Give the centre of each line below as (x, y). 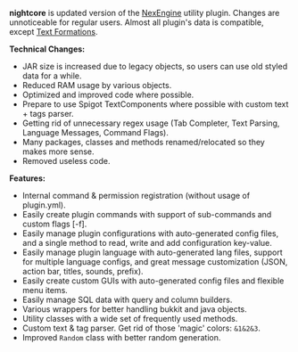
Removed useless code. (66, 161)
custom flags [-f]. (54, 224)
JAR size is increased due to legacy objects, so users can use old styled (155, 66)
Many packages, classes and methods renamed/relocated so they (143, 142)
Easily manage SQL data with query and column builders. (127, 299)
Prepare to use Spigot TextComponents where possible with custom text (155, 104)
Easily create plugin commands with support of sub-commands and (147, 214)
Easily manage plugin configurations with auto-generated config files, (150, 233)
